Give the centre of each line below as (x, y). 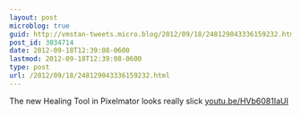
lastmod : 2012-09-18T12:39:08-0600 (76, 59)
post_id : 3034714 (42, 42)
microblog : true (39, 26)
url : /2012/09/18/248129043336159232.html (90, 76)
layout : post (34, 17)
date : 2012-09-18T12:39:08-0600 (69, 51)
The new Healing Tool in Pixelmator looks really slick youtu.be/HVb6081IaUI (149, 101)
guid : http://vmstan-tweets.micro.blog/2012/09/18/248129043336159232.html (154, 34)
